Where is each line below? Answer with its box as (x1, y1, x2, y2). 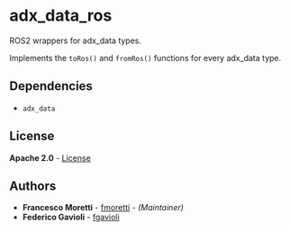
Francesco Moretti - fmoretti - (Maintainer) (22, 202, 185, 213)
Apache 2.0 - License (9, 152, 92, 163)
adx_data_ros (9, 5, 113, 26)
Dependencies (9, 78, 93, 94)
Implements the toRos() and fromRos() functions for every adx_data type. (9, 52, 282, 63)
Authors (9, 178, 57, 193)
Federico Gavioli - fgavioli (22, 212, 120, 223)
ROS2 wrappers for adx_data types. (9, 35, 142, 46)
